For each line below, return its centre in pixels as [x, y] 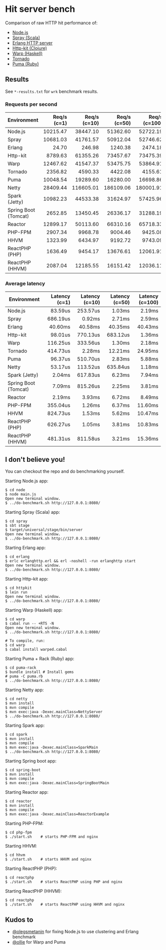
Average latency [25, 283]
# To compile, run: [25, 641]
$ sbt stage [17, 526]
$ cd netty [16, 699]
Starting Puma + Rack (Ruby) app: [40, 659]
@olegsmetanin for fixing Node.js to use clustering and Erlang [75, 931]
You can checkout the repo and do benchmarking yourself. [65, 471]
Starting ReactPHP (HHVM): [33, 891]
